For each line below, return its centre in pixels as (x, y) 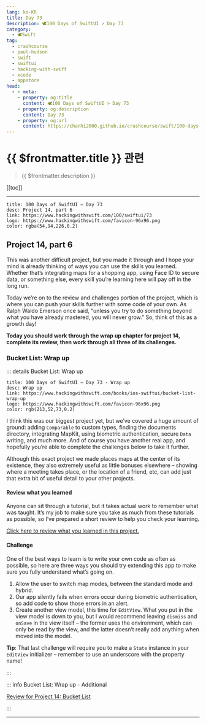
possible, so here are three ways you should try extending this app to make (101, 565)
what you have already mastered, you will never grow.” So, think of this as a (102, 317)
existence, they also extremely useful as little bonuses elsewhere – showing (102, 465)
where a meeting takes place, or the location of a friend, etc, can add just (99, 472)
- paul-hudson (30, 52)
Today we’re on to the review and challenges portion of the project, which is (102, 298)
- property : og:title (45, 98)
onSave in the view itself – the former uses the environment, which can (104, 623)
